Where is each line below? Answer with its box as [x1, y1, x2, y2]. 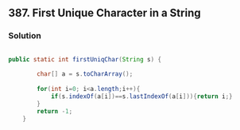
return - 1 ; [37, 107, 73, 115]
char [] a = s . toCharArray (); [37, 70, 134, 78]
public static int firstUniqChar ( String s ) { [8, 55, 161, 63]
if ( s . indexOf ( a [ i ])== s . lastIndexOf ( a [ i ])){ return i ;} [50, 93, 233, 100]
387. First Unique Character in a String [8, 6, 201, 20]
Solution [8, 30, 42, 41]
